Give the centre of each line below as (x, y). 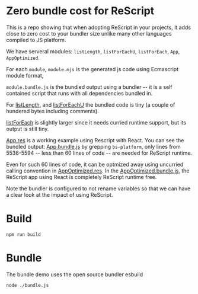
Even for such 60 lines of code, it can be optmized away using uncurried (95, 164)
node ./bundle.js (28, 285)
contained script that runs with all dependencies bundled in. (79, 93)
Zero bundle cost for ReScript (80, 11)
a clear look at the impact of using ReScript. (60, 194)
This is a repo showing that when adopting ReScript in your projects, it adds (99, 27)
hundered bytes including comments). (52, 111)
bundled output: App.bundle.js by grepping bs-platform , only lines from (93, 146)
